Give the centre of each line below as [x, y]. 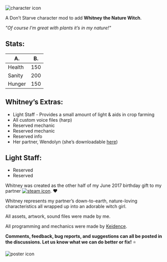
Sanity [16, 76]
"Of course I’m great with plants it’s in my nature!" [58, 28]
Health [16, 67]
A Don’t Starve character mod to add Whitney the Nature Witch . [74, 18]
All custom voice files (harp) [43, 120]
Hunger [17, 84]
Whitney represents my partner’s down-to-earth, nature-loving [71, 201]
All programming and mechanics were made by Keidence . [66, 227]
